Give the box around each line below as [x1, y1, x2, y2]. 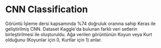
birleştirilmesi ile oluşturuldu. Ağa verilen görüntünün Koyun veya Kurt [5, 31, 152, 37]
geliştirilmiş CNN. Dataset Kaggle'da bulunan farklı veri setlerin [5, 26, 137, 32]
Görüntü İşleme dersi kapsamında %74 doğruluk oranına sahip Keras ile [5, 20, 156, 27]
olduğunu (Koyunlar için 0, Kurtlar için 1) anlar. [5, 37, 102, 43]
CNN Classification [5, 4, 88, 15]
